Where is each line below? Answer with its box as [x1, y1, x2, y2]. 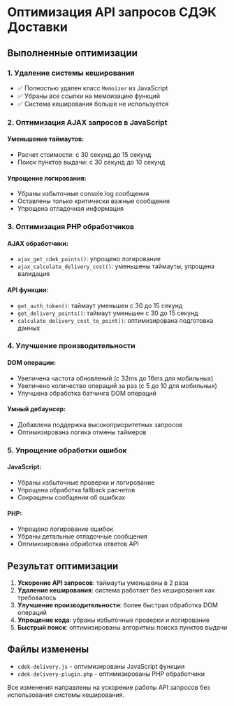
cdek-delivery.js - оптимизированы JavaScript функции [17, 662, 185, 670]
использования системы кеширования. [7, 691, 125, 699]
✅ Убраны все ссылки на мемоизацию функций [17, 92, 161, 100]
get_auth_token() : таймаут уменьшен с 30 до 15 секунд [17, 301, 183, 310]
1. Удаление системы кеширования [7, 68, 135, 78]
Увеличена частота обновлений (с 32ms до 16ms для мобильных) [17, 374, 214, 382]
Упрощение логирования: [7, 174, 87, 182]
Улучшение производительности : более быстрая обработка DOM [17, 601, 219, 609]
